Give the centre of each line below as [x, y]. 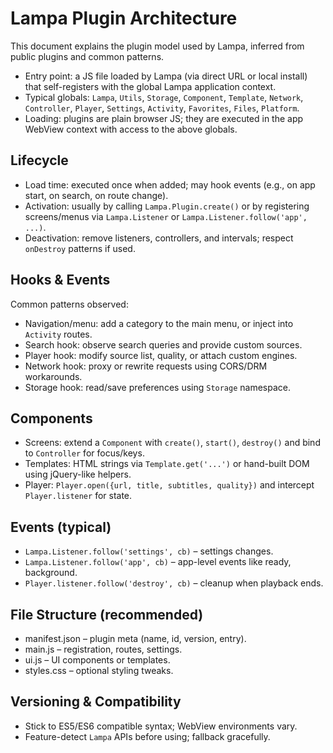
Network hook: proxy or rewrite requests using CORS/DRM [146, 366]
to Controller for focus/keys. [84, 453]
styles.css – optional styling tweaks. [99, 670]
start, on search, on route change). [96, 195]
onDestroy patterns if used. [80, 248]
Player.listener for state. [78, 496]
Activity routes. [58, 334]
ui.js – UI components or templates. [97, 660]
